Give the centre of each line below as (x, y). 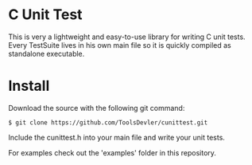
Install (29, 86)
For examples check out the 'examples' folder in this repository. (112, 152)
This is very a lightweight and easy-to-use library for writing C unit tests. (127, 37)
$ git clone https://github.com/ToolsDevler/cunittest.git (108, 122)
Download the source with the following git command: (97, 108)
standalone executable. (47, 53)
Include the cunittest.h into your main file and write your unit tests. (116, 137)
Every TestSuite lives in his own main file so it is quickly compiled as (120, 45)
